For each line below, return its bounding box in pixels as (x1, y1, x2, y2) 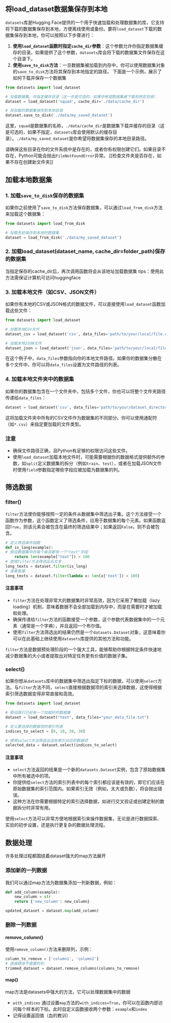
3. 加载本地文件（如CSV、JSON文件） (5, 288, 100, 296)
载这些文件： (5, 307, 32, 313)
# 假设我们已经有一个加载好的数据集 (5, 710, 71, 715)
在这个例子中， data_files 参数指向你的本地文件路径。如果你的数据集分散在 (5, 355, 162, 361)
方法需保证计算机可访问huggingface (5, 274, 81, 280)
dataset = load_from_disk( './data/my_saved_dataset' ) (5, 235, 122, 240)
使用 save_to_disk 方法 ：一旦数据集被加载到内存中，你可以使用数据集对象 (12, 62, 165, 68)
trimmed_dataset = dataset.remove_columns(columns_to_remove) (5, 965, 140, 971)
